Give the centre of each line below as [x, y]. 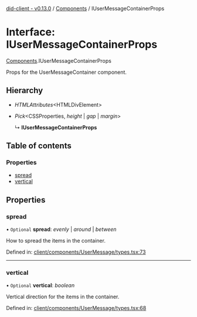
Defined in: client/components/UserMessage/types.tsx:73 [76, 252]
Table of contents [39, 146]
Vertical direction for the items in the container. [63, 297]
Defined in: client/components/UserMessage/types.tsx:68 [76, 308]
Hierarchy [25, 91]
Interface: [31, 32]
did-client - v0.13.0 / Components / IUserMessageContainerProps [85, 8]
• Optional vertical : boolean [40, 285]
